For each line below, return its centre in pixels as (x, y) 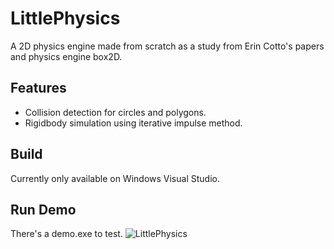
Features (38, 88)
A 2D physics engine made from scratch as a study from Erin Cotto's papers (167, 46)
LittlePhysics (65, 18)
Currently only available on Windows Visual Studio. (115, 178)
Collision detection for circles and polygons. (115, 112)
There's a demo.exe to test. (66, 234)
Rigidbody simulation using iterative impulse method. (133, 123)
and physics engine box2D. (66, 56)
